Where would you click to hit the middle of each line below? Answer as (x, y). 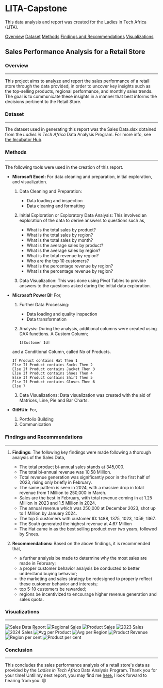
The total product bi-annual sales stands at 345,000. (72, 467)
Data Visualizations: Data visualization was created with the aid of (85, 395)
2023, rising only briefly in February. (56, 482)
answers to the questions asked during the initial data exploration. (85, 286)
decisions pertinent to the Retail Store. (43, 101)
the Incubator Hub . (24, 140)
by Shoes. (29, 534)
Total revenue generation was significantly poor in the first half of (85, 477)
